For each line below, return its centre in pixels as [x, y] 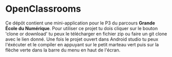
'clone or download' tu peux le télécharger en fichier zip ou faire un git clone [86, 34]
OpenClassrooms [43, 9]
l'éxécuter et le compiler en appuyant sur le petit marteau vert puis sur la [82, 44]
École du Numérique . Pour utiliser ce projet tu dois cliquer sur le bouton [82, 28]
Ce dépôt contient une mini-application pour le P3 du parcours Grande [80, 23]
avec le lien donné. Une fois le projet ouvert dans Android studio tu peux [82, 39]
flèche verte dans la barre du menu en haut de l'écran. [63, 50]
